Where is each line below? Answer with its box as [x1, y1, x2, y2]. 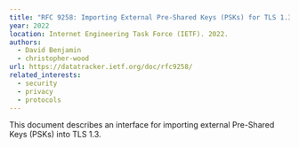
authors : [9, 37, 42, 47]
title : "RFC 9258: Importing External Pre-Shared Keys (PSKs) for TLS [9, 12, 277, 22]
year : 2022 [9, 21, 50, 30]
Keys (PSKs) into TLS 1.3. [9, 129, 101, 140]
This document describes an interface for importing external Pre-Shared [9, 120, 275, 130]
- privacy [17, 87, 53, 96]
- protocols [17, 95, 62, 105]
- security [17, 79, 58, 88]
